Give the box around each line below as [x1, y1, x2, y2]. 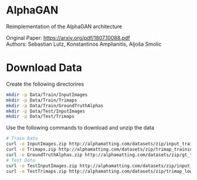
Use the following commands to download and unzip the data [6, 124, 154, 131]
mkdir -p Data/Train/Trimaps [6, 97, 77, 103]
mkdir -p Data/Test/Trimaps [6, 114, 75, 120]
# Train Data [6, 135, 38, 141]
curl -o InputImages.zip [6, 141, 67, 147]
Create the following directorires [6, 80, 84, 87]
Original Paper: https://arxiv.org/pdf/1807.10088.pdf [6, 34, 130, 41]
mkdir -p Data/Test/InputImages [6, 108, 85, 114]
